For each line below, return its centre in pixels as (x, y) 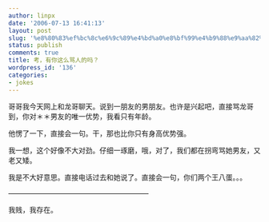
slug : (17, 38)
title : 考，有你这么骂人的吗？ (54, 61)
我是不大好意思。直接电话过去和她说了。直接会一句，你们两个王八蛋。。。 (127, 177)
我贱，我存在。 (33, 209)
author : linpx (32, 16)
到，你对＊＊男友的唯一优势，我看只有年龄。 (82, 116)
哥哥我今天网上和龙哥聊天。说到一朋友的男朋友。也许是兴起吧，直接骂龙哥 (131, 106)
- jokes (21, 82)
